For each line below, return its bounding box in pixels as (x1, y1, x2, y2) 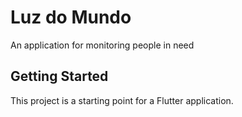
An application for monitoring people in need (10, 39, 195, 51)
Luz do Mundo (10, 6, 132, 29)
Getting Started (10, 68, 109, 85)
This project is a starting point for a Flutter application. (10, 94, 234, 106)
